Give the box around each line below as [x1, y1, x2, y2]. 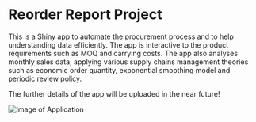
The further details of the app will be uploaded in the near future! [8, 89, 220, 98]
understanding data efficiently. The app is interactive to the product [8, 40, 229, 49]
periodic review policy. [8, 74, 82, 83]
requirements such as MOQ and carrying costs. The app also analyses [8, 48, 239, 58]
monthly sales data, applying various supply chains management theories [8, 57, 249, 67]
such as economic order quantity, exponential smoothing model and [8, 65, 231, 74]
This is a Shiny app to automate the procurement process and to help [8, 32, 234, 41]
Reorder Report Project [8, 6, 162, 24]
